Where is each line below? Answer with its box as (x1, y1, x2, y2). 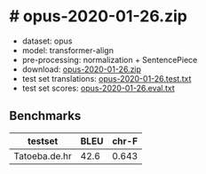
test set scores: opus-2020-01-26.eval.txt (21, 83, 175, 93)
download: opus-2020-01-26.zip (21, 64, 142, 75)
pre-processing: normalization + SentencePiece (21, 54, 198, 65)
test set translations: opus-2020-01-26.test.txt (21, 73, 192, 83)
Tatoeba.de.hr (13, 149, 73, 162)
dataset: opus (21, 36, 73, 46)
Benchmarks (9, 108, 82, 123)
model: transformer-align (21, 44, 114, 55)
